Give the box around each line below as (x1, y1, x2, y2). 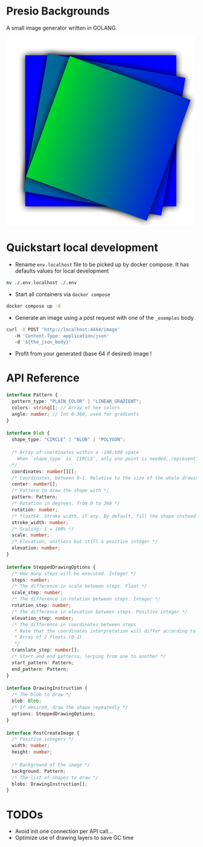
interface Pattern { (6, 392, 59, 398)
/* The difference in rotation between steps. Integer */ (11, 596, 161, 602)
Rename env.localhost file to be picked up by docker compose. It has (14, 261, 189, 268)
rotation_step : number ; (11, 603, 71, 609)
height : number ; (11, 749, 53, 755)
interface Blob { (6, 430, 50, 436)
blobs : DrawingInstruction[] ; (11, 781, 88, 787)
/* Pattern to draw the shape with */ (11, 488, 110, 494)
